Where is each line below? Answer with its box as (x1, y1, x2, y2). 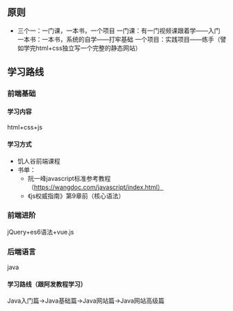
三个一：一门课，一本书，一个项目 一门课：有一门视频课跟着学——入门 (17, 26, 220, 35)
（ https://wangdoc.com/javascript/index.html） (27, 183, 164, 191)
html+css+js (7, 123, 43, 131)
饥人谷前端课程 (17, 157, 61, 165)
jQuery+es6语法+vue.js (7, 228, 74, 236)
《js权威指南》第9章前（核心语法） (27, 191, 125, 200)
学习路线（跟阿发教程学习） (7, 280, 87, 288)
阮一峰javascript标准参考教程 (27, 174, 111, 182)
